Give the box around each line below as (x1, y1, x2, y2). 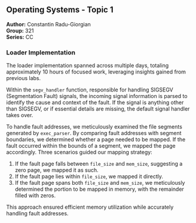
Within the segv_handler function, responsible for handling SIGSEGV (6, 86, 173, 93)
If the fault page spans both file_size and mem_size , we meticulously (14, 179, 185, 187)
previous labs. (6, 75, 41, 82)
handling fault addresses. (6, 210, 69, 217)
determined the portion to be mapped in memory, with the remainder (14, 185, 184, 193)
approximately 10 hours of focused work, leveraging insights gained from (6, 68, 186, 75)
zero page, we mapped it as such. (14, 167, 99, 174)
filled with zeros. (14, 192, 56, 199)
